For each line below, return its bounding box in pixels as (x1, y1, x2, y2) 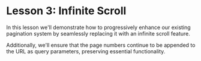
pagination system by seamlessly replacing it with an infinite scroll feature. (6, 30, 191, 37)
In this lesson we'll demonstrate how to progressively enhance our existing (6, 24, 191, 31)
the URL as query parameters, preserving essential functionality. (6, 47, 166, 54)
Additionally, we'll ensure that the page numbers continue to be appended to (6, 41, 196, 49)
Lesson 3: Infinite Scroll (6, 4, 127, 18)
